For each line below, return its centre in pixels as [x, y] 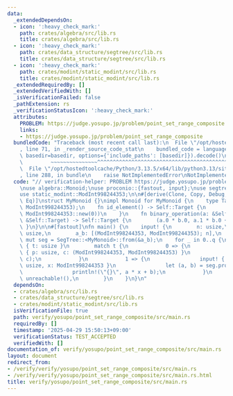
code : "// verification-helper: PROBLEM [72, 181]
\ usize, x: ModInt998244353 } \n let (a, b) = [111, 265]
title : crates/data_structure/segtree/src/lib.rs [93, 59]
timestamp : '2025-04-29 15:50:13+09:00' [72, 330]
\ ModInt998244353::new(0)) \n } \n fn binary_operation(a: [114, 214]
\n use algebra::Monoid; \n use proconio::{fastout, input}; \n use [113, 188]
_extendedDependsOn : [43, 20]
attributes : [31, 117]
